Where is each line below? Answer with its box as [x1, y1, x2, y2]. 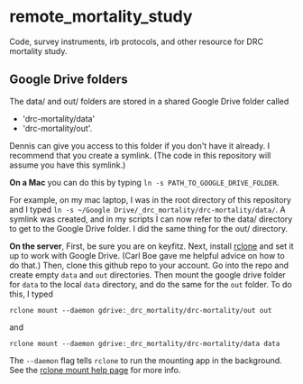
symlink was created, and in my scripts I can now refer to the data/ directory [9, 214, 293, 224]
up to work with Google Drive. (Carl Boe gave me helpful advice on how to [9, 250, 286, 261]
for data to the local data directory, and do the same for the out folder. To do [9, 279, 292, 289]
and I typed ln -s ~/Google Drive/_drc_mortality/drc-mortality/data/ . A [9, 204, 286, 215]
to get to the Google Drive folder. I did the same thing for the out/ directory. [9, 223, 289, 233]
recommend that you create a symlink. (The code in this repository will [9, 150, 271, 160]
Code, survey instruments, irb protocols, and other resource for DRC [9, 36, 264, 47]
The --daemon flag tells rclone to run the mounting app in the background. [9, 354, 282, 366]
